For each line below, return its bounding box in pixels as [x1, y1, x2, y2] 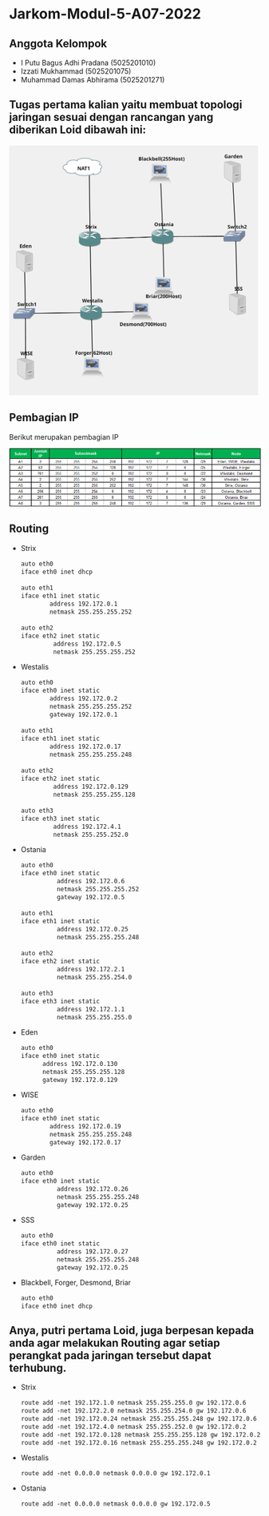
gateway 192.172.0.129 [42, 1076, 118, 1084]
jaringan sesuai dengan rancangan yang [9, 111, 214, 124]
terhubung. [9, 1361, 67, 1374]
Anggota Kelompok [9, 37, 107, 50]
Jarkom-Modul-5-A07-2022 [9, 5, 202, 23]
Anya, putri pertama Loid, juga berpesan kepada [9, 1323, 255, 1337]
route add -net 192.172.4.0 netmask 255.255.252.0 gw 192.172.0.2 [20, 1423, 247, 1431]
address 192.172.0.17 [49, 742, 122, 750]
